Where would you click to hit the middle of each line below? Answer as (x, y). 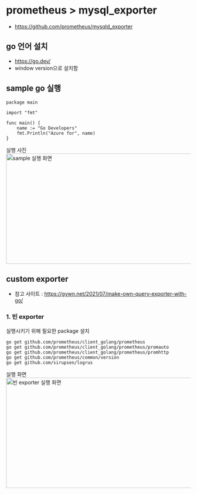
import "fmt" (22, 112)
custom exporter (37, 279)
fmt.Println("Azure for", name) (56, 133)
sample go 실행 (34, 89)
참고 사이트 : (29, 294)
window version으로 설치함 (46, 68)
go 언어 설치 (27, 47)
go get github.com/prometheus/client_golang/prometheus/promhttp (87, 352)
